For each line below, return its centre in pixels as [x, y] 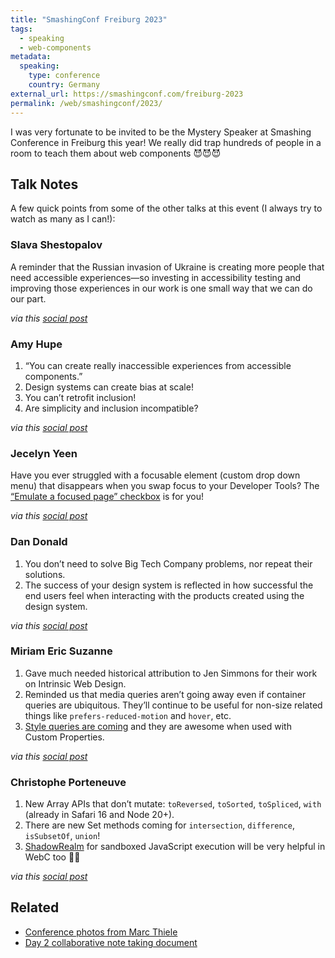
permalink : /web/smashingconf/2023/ [86, 103]
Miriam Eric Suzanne [61, 651]
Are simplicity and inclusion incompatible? [111, 408]
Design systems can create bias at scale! [109, 387]
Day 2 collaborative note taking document [111, 942]
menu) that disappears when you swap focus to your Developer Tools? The [165, 486]
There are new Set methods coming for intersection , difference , [159, 825]
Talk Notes [44, 184]
